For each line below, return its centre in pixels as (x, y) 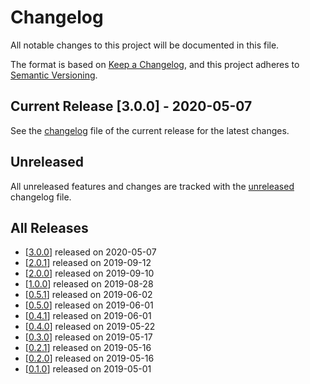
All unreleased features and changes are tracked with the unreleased (152, 186)
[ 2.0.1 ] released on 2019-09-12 (88, 263)
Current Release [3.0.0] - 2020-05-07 (131, 106)
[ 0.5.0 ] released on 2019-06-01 (89, 305)
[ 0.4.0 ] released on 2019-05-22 (90, 327)
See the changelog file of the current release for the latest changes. (150, 130)
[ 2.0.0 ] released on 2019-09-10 (89, 273)
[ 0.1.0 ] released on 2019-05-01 (88, 369)
